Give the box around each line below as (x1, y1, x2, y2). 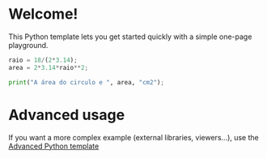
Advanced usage (8, 105, 125, 124)
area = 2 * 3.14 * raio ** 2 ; (8, 63, 89, 71)
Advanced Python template (8, 141, 100, 151)
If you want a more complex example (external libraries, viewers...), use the (8, 132, 259, 142)
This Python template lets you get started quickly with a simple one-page (8, 32, 252, 41)
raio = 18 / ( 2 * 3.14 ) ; (8, 56, 78, 64)
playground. (8, 40, 49, 49)
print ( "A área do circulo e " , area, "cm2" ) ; (8, 78, 164, 86)
